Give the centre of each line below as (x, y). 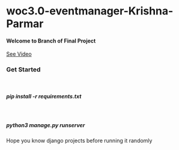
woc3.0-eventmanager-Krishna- (90, 11)
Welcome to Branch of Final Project (51, 41)
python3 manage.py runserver (46, 125)
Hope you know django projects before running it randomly (79, 140)
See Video (19, 54)
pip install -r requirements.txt (44, 97)
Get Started (23, 70)
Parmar (25, 24)
